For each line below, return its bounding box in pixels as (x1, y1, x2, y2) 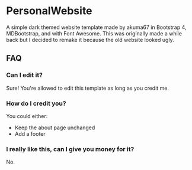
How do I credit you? (6, 99, 66, 107)
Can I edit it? (6, 71, 43, 79)
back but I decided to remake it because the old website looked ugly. (6, 36, 174, 43)
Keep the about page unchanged (14, 124, 95, 131)
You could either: (6, 112, 48, 119)
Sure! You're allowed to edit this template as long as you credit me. (6, 84, 169, 91)
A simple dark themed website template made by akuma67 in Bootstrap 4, (6, 24, 187, 31)
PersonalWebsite (6, 4, 93, 18)
